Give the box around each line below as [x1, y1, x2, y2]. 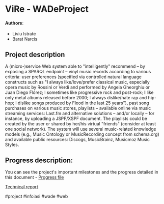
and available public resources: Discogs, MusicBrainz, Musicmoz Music [5, 137, 150, 143]
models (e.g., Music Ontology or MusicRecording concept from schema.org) [5, 131, 160, 137]
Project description [5, 50, 65, 58]
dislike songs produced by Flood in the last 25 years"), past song [18, 100, 149, 106]
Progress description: [5, 156, 73, 164]
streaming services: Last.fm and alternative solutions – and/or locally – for [5, 111, 155, 117]
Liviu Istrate [12, 31, 36, 37]
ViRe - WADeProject [5, 3, 89, 15]
